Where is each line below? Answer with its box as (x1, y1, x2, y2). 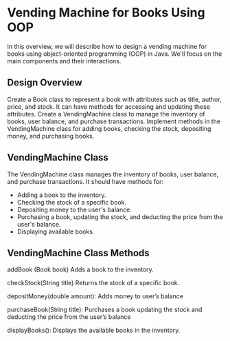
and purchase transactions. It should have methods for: (7, 177, 163, 185)
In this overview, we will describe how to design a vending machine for (7, 42, 207, 50)
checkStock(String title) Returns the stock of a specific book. (7, 279, 180, 287)
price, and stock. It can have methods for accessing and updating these (7, 102, 211, 111)
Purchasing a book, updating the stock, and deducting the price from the (16, 212, 223, 221)
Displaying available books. (16, 227, 95, 236)
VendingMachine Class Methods (7, 247, 150, 259)
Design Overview (7, 77, 82, 89)
